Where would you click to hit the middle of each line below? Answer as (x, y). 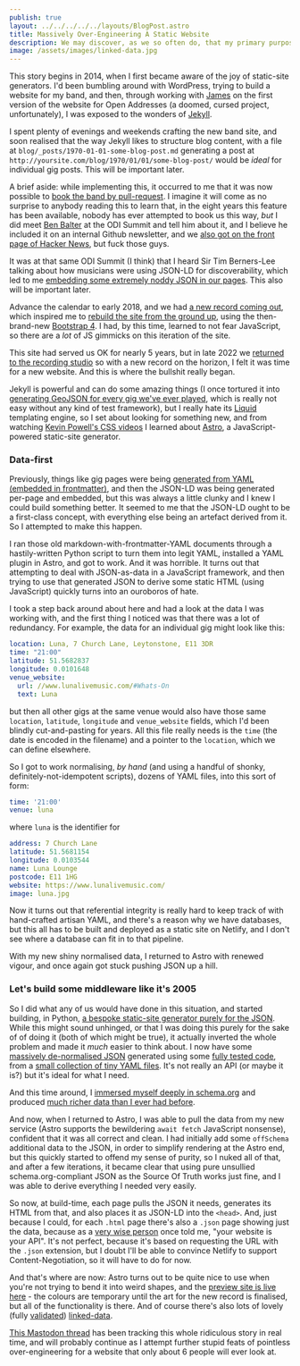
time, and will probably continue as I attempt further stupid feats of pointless (150, 1342)
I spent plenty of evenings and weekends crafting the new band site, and (143, 131)
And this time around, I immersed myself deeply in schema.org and (133, 1092)
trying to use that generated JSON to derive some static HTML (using (137, 582)
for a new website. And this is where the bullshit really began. (122, 372)
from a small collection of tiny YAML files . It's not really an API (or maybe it (146, 1066)
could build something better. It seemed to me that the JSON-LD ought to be (150, 508)
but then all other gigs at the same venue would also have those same (137, 711)
